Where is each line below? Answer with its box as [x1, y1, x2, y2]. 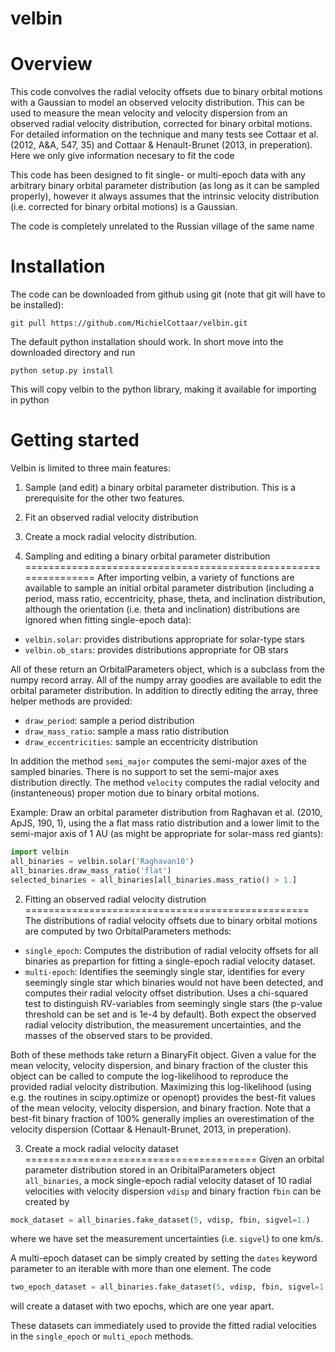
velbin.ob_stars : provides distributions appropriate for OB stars [24, 644, 289, 656]
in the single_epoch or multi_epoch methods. [10, 1330, 194, 1342]
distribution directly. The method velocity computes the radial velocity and [10, 777, 320, 788]
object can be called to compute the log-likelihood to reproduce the [10, 1070, 289, 1082]
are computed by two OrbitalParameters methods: [24, 925, 232, 937]
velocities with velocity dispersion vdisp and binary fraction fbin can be [24, 1185, 322, 1197]
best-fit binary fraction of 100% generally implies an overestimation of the [10, 1112, 315, 1124]
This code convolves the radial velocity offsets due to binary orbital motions [10, 86, 323, 98]
